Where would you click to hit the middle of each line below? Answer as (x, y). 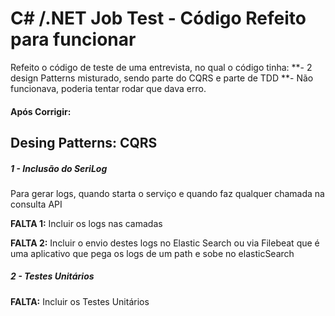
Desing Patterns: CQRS (84, 142)
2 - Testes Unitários (52, 276)
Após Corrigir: (41, 111)
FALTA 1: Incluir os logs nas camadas (86, 223)
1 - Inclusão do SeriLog (59, 168)
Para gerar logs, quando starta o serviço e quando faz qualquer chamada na (167, 193)
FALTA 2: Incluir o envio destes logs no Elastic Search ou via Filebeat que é (165, 243)
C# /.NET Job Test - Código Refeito (158, 18)
